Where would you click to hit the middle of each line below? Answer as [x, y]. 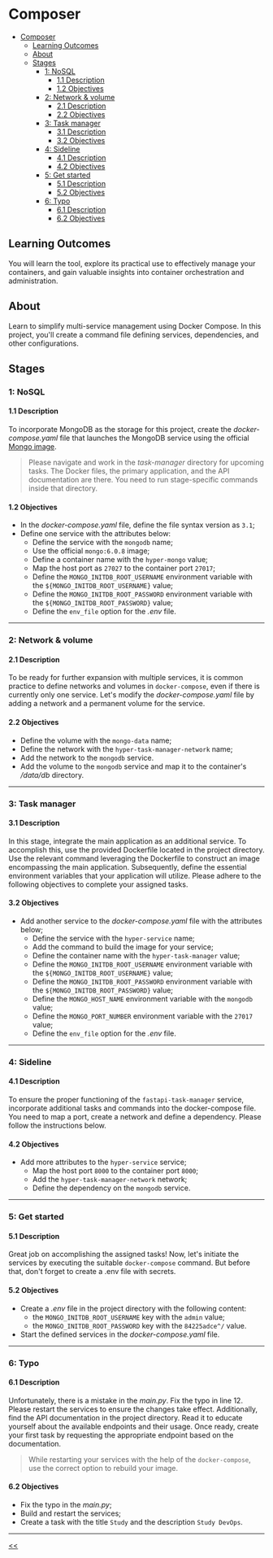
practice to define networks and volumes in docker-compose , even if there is [134, 686]
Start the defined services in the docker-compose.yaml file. [120, 1334]
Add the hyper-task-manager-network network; [110, 1180]
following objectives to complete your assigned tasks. [98, 884]
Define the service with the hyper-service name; [113, 938]
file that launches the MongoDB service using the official [154, 438]
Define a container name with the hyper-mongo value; [120, 560]
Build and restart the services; [71, 1513]
